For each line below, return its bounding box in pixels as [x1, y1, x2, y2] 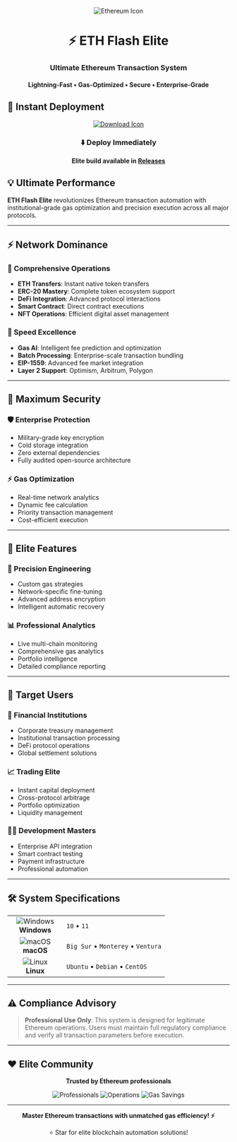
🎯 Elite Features [7, 542, 78, 555]
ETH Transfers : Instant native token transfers [17, 279, 150, 288]
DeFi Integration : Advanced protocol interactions [17, 294, 161, 304]
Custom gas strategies [17, 580, 83, 589]
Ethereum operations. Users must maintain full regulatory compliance [24, 1023, 227, 1032]
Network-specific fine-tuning [17, 587, 102, 596]
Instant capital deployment [17, 785, 95, 794]
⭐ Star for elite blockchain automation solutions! [49, 1129, 188, 1137]
